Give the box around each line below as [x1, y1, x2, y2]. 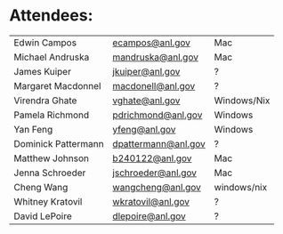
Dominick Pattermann [13, 137, 104, 149]
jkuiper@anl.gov [112, 65, 181, 77]
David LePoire [13, 210, 73, 222]
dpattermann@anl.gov [112, 137, 206, 149]
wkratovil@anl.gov [112, 195, 190, 207]
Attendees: [9, 5, 93, 26]
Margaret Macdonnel [13, 79, 101, 92]
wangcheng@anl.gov [112, 181, 202, 193]
